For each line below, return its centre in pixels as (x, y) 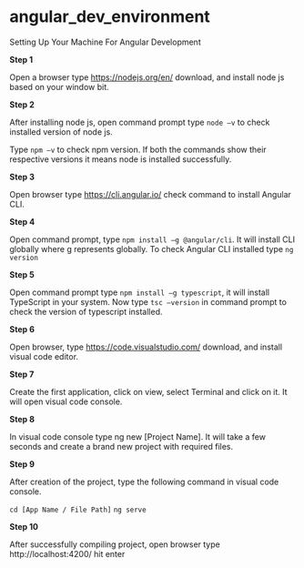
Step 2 (22, 104)
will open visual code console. (66, 401)
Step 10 (24, 526)
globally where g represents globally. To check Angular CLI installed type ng (152, 248)
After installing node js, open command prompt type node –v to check (140, 122)
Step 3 (22, 177)
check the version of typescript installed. (86, 311)
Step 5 (22, 274)
